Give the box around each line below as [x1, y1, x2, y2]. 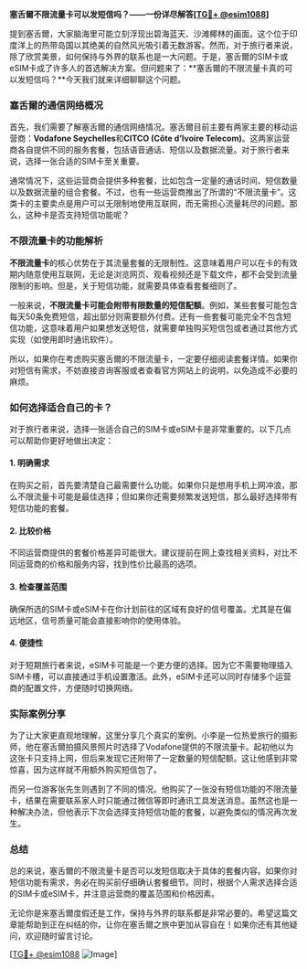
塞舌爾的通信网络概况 [9, 99, 103, 112]
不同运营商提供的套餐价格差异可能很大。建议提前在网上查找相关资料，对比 [9, 548, 290, 559]
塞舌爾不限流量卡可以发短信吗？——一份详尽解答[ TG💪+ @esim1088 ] [9, 9, 270, 19]
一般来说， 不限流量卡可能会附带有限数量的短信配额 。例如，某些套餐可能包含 [9, 299, 298, 310]
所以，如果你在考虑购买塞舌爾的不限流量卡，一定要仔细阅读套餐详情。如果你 [9, 353, 298, 364]
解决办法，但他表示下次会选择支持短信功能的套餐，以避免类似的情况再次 [16, 806, 290, 817]
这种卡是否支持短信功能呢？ [25, 209, 130, 220]
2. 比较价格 [9, 525, 52, 536]
